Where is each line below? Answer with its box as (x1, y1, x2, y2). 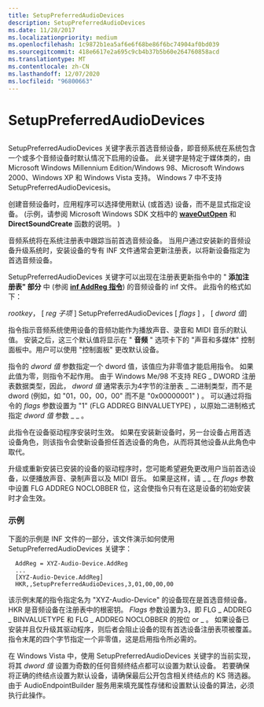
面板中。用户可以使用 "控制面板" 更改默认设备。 (8, 345, 163, 355)
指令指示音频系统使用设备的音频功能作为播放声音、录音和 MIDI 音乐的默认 (8, 326, 247, 335)
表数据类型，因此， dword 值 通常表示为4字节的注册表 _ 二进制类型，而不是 (8, 381, 253, 391)
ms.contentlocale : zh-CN (8, 63, 90, 71)
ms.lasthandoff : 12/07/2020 (8, 70, 101, 78)
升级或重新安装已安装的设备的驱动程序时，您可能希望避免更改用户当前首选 (8, 464, 249, 473)
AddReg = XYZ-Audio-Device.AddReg (15, 560, 128, 568)
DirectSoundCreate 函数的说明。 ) (8, 219, 120, 229)
